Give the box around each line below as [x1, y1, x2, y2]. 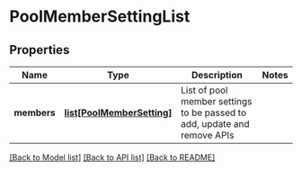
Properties [9, 42, 70, 58]
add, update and [181, 118, 250, 130]
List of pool [181, 84, 228, 96]
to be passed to [181, 106, 247, 119]
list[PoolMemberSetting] [64, 106, 173, 119]
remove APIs [181, 129, 235, 141]
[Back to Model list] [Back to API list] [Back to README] [9, 152, 216, 163]
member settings [181, 95, 253, 107]
